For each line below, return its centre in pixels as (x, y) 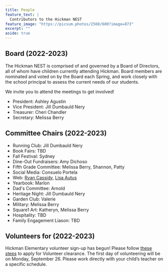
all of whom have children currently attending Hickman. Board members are (84, 71)
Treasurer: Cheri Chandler (39, 112)
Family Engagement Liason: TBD (46, 220)
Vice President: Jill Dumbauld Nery (49, 107)
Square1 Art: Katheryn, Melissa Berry (51, 210)
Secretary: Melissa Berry (38, 117)
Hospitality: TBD (29, 215)
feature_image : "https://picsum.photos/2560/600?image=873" (70, 24)
